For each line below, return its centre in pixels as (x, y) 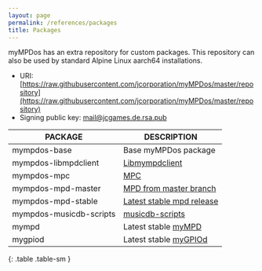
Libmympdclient (153, 163)
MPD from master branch (169, 189)
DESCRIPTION (171, 137)
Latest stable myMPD (162, 227)
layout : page (29, 15)
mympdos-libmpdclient (56, 163)
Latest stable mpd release (171, 201)
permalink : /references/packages (63, 23)
